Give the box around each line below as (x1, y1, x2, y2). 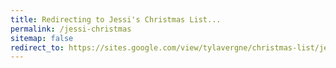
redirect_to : (10, 42, 65, 53)
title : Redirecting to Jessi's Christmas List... (10, 14, 222, 25)
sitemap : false (10, 33, 74, 43)
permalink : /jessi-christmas (10, 24, 132, 34)
